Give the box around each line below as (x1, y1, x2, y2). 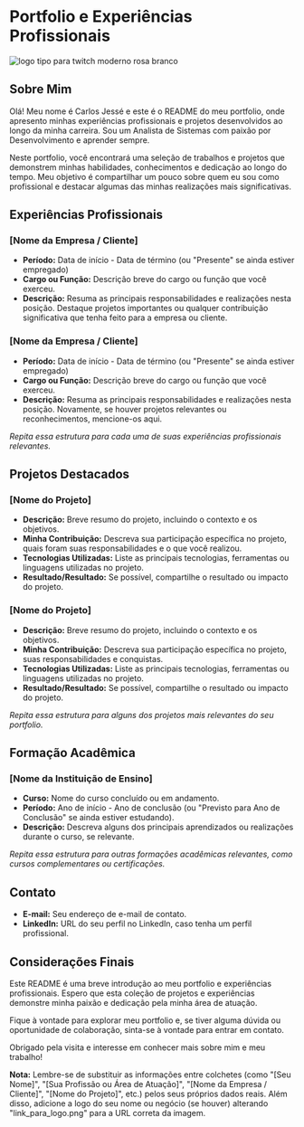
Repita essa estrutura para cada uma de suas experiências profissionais (9, 431, 282, 441)
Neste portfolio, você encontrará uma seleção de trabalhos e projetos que (9, 152, 285, 163)
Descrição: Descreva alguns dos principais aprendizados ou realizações (22, 821, 294, 833)
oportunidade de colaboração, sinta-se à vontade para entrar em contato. (9, 1025, 285, 1036)
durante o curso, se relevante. (22, 831, 135, 842)
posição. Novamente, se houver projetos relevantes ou (22, 403, 227, 414)
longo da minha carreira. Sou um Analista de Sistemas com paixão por (9, 125, 271, 136)
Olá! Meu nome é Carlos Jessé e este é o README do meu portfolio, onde (9, 106, 285, 117)
